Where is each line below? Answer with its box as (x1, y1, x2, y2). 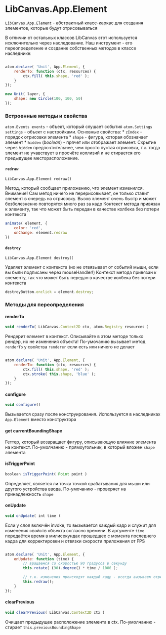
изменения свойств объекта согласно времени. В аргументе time (5, 527, 145, 533)
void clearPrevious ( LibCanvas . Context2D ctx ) (5, 610, 105, 615)
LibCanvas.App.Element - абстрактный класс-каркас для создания (5, 20, 143, 26)
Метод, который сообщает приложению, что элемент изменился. (5, 185, 144, 191)
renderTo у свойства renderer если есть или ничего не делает (5, 344, 135, 350)
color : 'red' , (14, 226, 43, 231)
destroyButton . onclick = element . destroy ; (5, 290, 94, 295)
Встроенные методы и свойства (5, 112, 87, 119)
